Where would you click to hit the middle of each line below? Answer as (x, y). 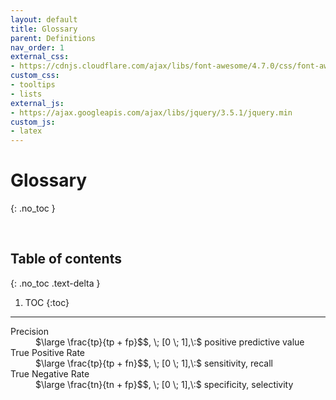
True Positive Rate (48, 352)
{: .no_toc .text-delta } (55, 283)
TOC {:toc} (47, 302)
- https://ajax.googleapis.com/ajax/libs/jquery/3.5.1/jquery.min (151, 112)
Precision (29, 331)
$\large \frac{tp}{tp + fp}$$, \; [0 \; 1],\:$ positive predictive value (170, 342)
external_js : (37, 103)
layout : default (44, 19)
